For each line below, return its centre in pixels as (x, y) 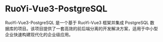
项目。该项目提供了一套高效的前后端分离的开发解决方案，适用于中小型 (88, 28)
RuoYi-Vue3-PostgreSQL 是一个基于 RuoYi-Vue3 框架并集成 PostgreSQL (77, 22)
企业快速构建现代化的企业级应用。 (39, 34)
